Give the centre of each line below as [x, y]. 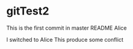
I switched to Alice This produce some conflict [65, 39]
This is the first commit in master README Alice [67, 28]
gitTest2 [28, 11]
